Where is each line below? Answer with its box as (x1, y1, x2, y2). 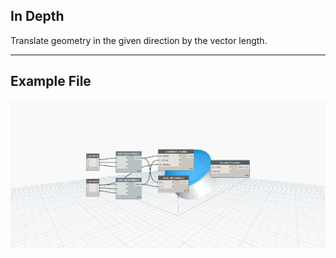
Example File (10, 73, 92, 90)
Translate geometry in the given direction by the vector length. (10, 34, 268, 46)
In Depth (10, 8, 65, 25)
